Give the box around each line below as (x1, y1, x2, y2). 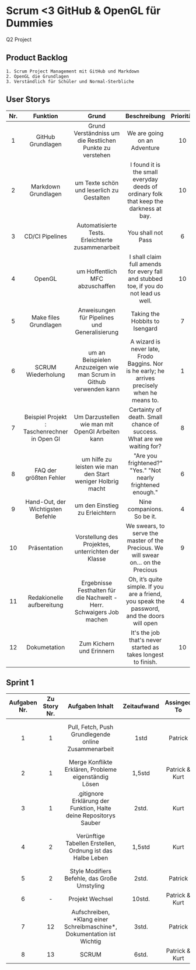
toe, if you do (127, 282, 163, 290)
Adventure (131, 143, 160, 152)
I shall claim (129, 253, 162, 261)
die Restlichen (77, 136, 117, 145)
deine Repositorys (66, 811, 116, 820)
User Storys (6, 95, 51, 105)
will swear (131, 551, 159, 559)
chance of (131, 420, 159, 428)
